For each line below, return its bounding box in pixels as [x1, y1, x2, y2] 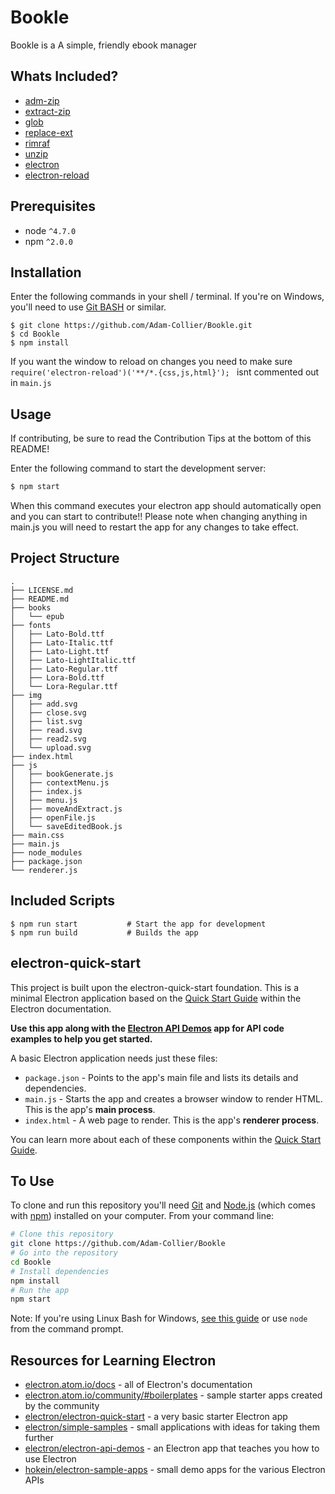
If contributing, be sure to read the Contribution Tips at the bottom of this [10, 432, 312, 445]
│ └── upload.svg [10, 742, 92, 753]
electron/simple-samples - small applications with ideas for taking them [24, 1421, 320, 1433]
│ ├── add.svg [10, 699, 78, 709]
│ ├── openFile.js [10, 812, 97, 823]
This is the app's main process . [24, 1103, 156, 1115]
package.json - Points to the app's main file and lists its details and [24, 1071, 299, 1083]
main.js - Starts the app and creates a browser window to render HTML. [24, 1092, 323, 1105]
